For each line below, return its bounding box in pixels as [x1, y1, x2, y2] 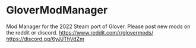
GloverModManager [6, 4, 108, 17]
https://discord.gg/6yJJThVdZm [6, 35, 84, 42]
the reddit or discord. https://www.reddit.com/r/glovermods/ [6, 29, 153, 36]
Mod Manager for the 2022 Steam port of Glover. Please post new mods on [6, 23, 191, 30]
